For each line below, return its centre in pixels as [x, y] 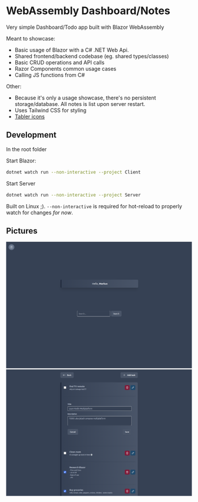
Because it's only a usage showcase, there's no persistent [85, 98]
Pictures [22, 231]
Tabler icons [30, 117]
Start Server [21, 183]
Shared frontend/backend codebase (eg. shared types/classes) [92, 56]
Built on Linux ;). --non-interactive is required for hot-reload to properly [94, 206]
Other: [14, 86]
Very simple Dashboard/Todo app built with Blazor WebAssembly [85, 27]
